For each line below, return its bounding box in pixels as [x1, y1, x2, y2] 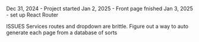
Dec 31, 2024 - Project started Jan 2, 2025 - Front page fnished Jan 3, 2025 [6, 5, 193, 12]
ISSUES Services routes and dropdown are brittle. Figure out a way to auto [6, 23, 189, 30]
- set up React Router [6, 11, 59, 18]
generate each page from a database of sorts [6, 29, 118, 36]
